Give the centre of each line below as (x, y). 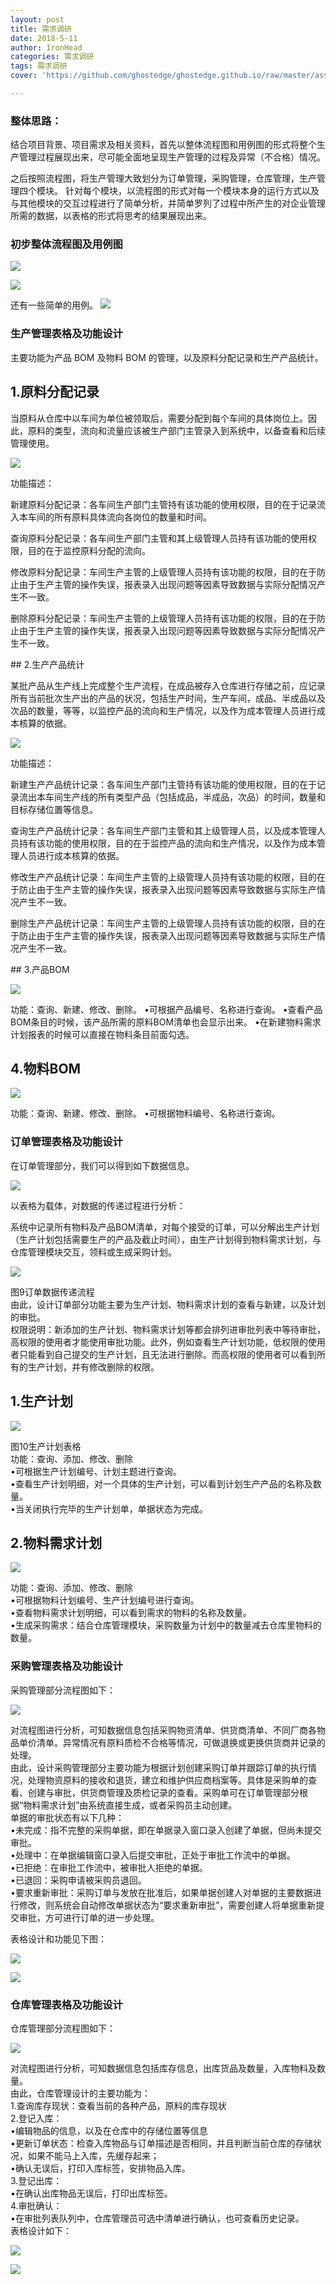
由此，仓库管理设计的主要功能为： (80, 2093)
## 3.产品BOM (40, 969)
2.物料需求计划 (56, 1542)
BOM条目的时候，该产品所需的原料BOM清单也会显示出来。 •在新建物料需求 (166, 1022)
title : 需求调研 (41, 29)
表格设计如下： (41, 2230)
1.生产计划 (42, 1401)
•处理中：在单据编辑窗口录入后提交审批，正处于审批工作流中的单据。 (153, 1855)
